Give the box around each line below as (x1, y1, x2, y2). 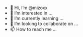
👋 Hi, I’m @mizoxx (10, 5, 48, 10)
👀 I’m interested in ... (10, 10, 53, 16)
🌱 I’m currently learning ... (10, 15, 64, 21)
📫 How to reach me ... (10, 26, 57, 32)
